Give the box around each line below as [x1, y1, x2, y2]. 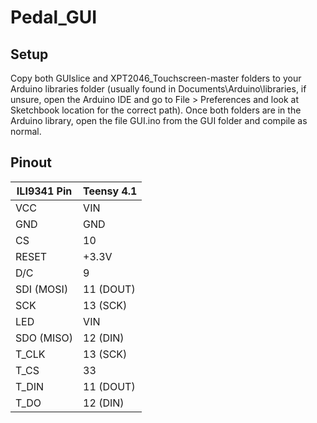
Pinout [10, 154, 53, 171]
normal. [10, 126, 42, 137]
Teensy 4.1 [83, 184, 138, 198]
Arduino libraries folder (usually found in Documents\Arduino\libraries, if [10, 83, 307, 95]
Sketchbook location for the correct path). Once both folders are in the [10, 104, 302, 116]
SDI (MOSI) [15, 282, 69, 296]
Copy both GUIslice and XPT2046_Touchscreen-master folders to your [10, 72, 302, 84]
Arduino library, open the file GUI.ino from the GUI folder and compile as [10, 115, 308, 126]
